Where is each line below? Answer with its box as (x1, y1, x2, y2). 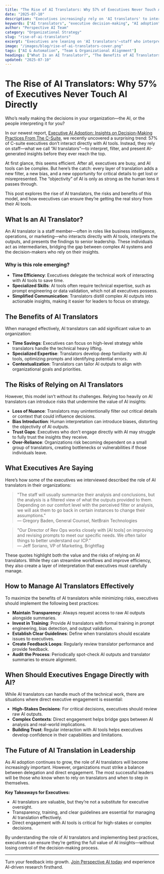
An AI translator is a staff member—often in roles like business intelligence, (5, 228, 156, 234)
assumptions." (17, 512, 46, 518)
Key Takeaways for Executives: (5, 789, 70, 796)
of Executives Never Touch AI (5, 89, 128, 100)
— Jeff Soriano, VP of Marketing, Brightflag (17, 543, 104, 548)
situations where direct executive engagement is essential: (5, 696, 123, 703)
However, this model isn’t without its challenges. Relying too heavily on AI (5, 393, 153, 399)
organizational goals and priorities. (12, 366, 82, 372)
